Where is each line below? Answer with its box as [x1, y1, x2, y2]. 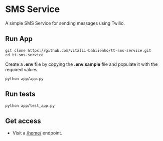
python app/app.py [5, 76, 44, 81]
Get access [5, 116, 41, 125]
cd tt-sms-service [5, 52, 44, 57]
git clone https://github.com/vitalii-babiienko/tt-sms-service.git [5, 48, 151, 53]
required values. [5, 66, 39, 72]
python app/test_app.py [5, 103, 55, 108]
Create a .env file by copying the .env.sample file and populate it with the [5, 61, 158, 67]
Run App [5, 35, 33, 43]
